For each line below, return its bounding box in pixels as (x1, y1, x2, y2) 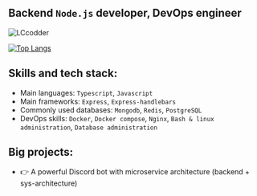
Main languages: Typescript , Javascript (19, 88, 153, 97)
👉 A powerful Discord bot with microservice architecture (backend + (19, 167, 251, 177)
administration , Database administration (19, 122, 158, 132)
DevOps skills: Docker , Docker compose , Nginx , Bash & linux (19, 113, 214, 123)
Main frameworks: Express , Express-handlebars (19, 96, 177, 106)
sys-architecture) (19, 178, 78, 188)
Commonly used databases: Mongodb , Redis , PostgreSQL (19, 104, 202, 115)
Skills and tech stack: (8, 67, 118, 80)
